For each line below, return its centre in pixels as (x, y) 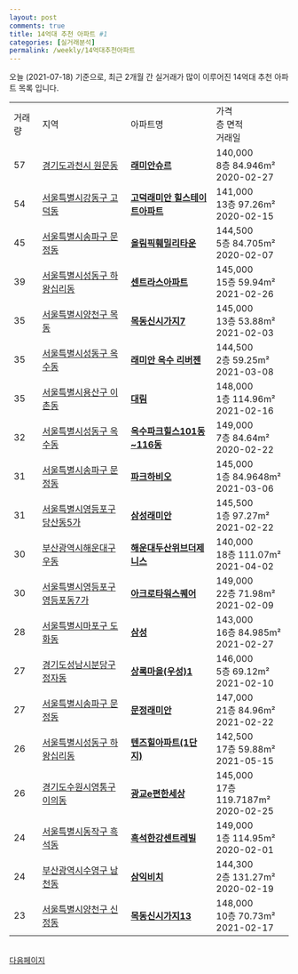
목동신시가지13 (161, 916)
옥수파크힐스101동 (168, 431)
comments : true (37, 26)
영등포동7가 (66, 600)
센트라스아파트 (160, 283)
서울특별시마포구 (75, 626)
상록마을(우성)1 (162, 672)
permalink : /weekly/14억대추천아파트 (72, 51)
